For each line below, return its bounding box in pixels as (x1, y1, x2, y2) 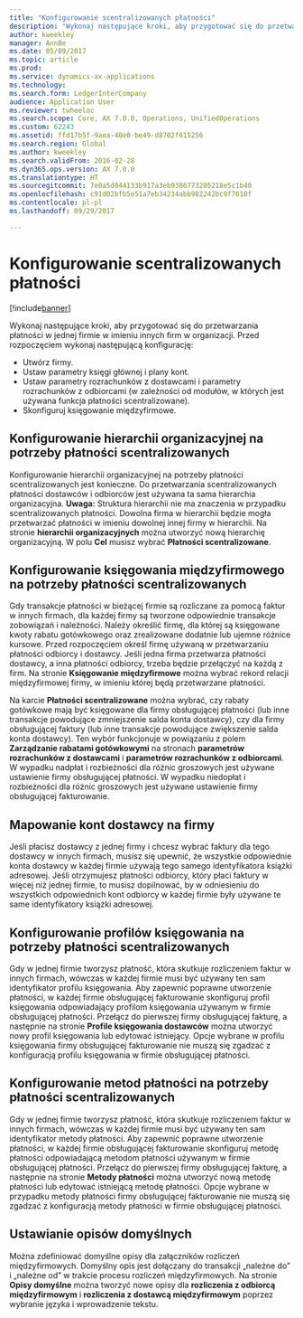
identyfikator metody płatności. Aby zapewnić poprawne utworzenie (9, 1133, 263, 1144)
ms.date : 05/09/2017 (9, 47, 87, 56)
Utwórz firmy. (22, 356, 74, 367)
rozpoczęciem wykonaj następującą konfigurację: (9, 339, 194, 350)
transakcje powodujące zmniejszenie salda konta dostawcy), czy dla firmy (9, 714, 285, 725)
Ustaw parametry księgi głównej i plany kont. (22, 366, 190, 377)
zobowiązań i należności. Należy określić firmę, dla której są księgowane (9, 620, 280, 631)
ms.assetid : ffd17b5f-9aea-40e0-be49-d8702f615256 (9, 131, 204, 140)
